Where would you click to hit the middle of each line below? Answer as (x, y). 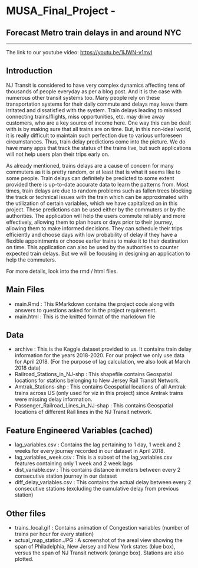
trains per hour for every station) (54, 534)
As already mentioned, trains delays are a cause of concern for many (90, 165)
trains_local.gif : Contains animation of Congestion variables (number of (102, 528)
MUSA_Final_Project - (61, 11)
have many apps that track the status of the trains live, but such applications (99, 148)
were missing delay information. (53, 399)
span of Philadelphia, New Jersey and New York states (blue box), (95, 547)
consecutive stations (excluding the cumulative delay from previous (97, 489)
